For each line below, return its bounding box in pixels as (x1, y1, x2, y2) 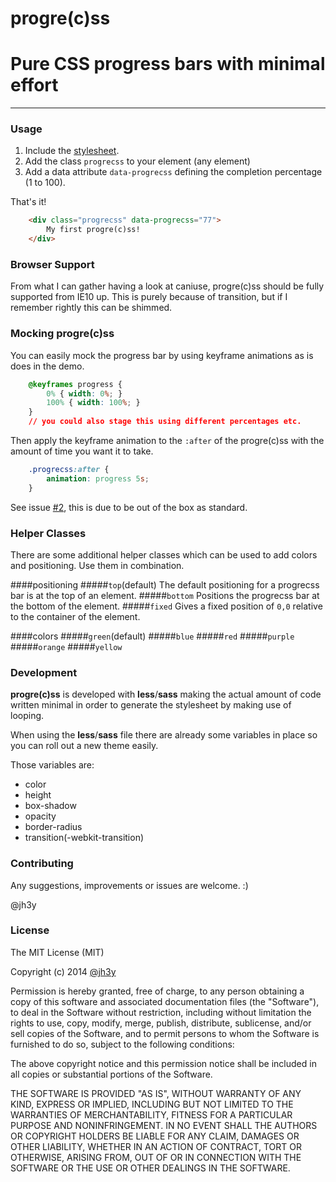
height (24, 789, 52, 801)
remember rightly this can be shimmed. (10, 302, 173, 314)
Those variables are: (10, 759, 95, 771)
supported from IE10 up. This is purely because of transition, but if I (10, 291, 288, 303)
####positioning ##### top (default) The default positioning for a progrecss (10, 578, 320, 591)
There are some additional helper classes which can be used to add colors (10, 548, 318, 561)
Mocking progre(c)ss (10, 327, 115, 341)
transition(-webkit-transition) (24, 832, 145, 844)
